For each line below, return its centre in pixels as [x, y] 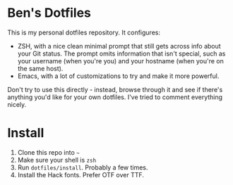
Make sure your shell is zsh [57, 160]
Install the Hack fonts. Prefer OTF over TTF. [81, 174]
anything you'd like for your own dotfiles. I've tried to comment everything [115, 97]
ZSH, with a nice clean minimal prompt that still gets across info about [119, 46]
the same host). [40, 68]
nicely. [17, 104]
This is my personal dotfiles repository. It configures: [84, 32]
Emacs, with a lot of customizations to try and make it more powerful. [118, 76]
